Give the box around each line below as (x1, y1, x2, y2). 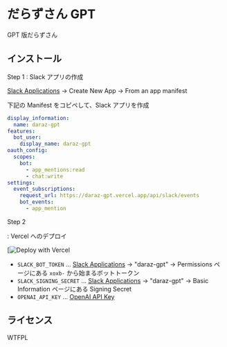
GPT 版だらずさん (7, 31, 58, 39)
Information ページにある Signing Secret (17, 285, 132, 293)
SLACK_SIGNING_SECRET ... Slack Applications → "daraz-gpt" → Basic (17, 276, 209, 285)
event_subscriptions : (13, 185, 76, 193)
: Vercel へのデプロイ (7, 232, 67, 240)
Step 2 (7, 217, 26, 226)
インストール (7, 53, 62, 65)
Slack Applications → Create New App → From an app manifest (7, 86, 188, 94)
